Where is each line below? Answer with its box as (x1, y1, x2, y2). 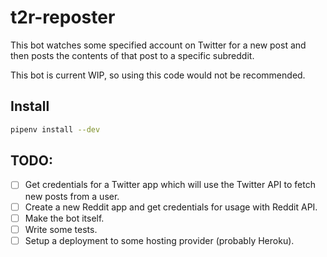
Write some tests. (24, 223, 98, 235)
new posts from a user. (24, 190, 120, 202)
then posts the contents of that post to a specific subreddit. (10, 49, 255, 61)
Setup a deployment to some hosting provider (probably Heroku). (24, 234, 295, 246)
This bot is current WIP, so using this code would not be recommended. (10, 69, 306, 81)
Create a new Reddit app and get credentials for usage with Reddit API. (24, 201, 318, 213)
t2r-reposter (10, 6, 116, 29)
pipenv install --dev (10, 124, 101, 135)
